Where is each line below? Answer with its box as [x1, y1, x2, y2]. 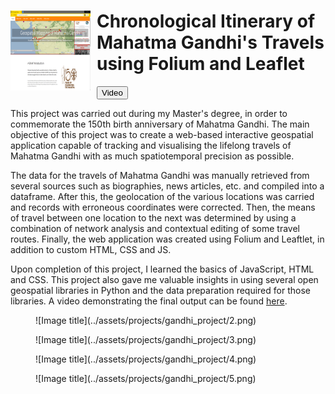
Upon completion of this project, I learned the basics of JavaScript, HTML [10, 263, 315, 275]
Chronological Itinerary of [96, 10, 316, 33]
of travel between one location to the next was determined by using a [10, 211, 297, 224]
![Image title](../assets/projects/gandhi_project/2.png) [35, 314, 257, 326]
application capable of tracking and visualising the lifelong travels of [10, 139, 292, 151]
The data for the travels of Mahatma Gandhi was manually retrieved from [10, 169, 310, 181]
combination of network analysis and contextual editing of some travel [10, 222, 300, 234]
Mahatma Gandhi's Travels [96, 31, 325, 54]
